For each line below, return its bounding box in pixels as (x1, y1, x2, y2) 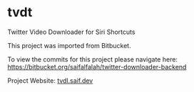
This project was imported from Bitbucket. (7, 41, 131, 50)
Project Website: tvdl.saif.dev (7, 76, 93, 85)
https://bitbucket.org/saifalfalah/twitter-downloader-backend (7, 62, 187, 71)
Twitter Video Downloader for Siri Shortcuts (7, 28, 136, 36)
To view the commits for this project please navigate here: (7, 54, 178, 64)
